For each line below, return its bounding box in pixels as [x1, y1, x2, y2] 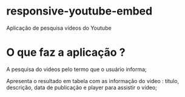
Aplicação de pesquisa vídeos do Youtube [6, 24, 112, 32]
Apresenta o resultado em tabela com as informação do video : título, [6, 77, 180, 84]
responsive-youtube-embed [6, 4, 153, 18]
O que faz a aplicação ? [6, 45, 126, 59]
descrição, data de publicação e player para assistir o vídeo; [6, 84, 158, 91]
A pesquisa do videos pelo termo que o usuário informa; [6, 65, 147, 73]
